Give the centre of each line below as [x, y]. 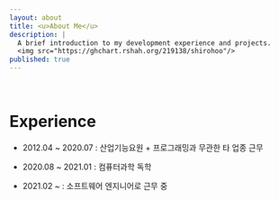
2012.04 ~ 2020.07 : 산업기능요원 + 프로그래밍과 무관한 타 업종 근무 [143, 147]
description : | [38, 34]
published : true [40, 59]
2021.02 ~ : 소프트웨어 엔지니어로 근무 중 [95, 186]
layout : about [36, 18]
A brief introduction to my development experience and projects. [144, 43]
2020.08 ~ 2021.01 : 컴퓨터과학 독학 [87, 167]
